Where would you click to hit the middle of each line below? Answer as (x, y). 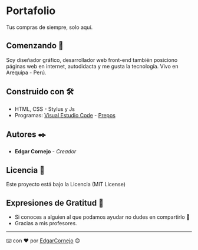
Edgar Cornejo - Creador (45, 152)
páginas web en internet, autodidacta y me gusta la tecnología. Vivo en (92, 66)
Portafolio (31, 11)
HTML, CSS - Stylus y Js (45, 109)
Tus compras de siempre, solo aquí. (49, 27)
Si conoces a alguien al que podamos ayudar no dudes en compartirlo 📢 (102, 217)
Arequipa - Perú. (26, 73)
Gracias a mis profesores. (46, 223)
